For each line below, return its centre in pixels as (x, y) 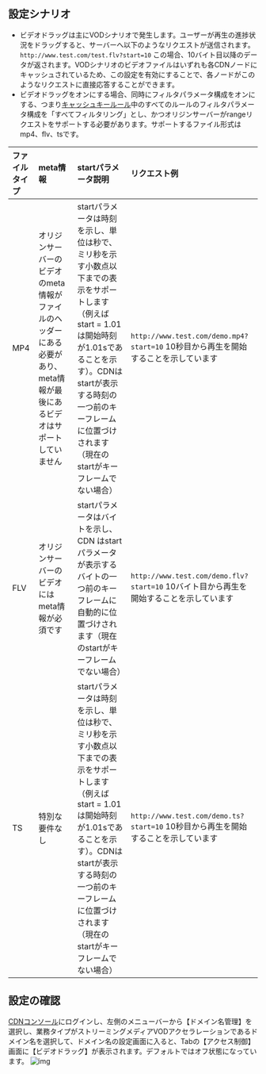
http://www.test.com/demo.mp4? (189, 336)
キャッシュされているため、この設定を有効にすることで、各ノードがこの (137, 75)
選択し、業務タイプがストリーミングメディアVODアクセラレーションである (129, 1031)
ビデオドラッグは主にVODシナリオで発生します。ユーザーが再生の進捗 (134, 35)
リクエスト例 (154, 173)
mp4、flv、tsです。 (51, 134)
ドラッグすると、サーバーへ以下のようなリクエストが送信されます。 (144, 44)
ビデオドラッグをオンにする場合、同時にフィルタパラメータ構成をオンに (137, 94)
